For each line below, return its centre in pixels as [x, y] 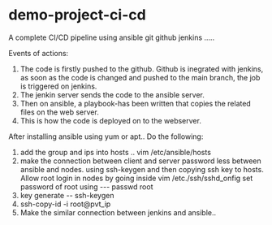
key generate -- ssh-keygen [67, 195]
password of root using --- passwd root [86, 186]
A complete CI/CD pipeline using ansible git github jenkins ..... [112, 37]
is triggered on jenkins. [58, 86]
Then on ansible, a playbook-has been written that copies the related [136, 103]
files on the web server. [59, 112]
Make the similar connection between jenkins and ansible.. [118, 212]
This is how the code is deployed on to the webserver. [110, 120]
